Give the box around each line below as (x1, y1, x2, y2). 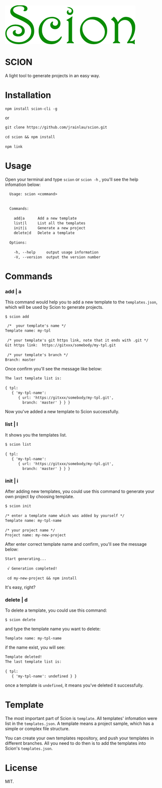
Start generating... (5, 556, 47, 561)
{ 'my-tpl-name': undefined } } (11, 674, 77, 679)
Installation (5, 90, 51, 101)
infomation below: (5, 182, 41, 187)
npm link (5, 144, 23, 149)
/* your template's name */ (7, 323, 66, 328)
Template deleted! (5, 654, 42, 659)
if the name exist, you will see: (5, 644, 65, 651)
